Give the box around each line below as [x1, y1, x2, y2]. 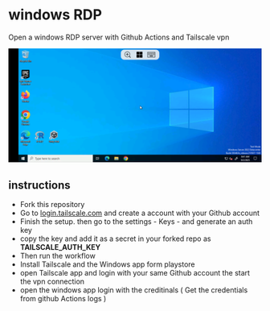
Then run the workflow [19, 251, 96, 261]
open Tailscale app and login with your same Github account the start [19, 268, 251, 278]
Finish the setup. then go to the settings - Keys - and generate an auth [19, 217, 253, 226]
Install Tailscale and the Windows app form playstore [19, 259, 195, 269]
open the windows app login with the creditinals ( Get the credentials [19, 285, 248, 295]
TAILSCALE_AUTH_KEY [19, 243, 101, 252]
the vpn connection [19, 276, 85, 287]
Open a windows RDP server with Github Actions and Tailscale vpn [8, 32, 230, 42]
